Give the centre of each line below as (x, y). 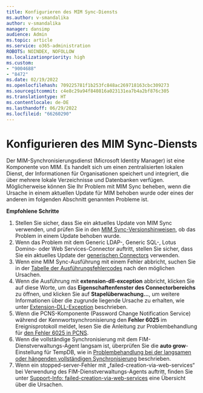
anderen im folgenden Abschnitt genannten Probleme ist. (78, 200)
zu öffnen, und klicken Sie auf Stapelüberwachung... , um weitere (97, 294)
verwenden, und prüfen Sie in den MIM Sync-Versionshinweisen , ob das (105, 229)
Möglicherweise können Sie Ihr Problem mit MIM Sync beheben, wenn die (98, 187)
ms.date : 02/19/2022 (32, 80)
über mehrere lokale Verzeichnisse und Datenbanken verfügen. (85, 180)
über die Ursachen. (39, 384)
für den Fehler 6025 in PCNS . (52, 333)
